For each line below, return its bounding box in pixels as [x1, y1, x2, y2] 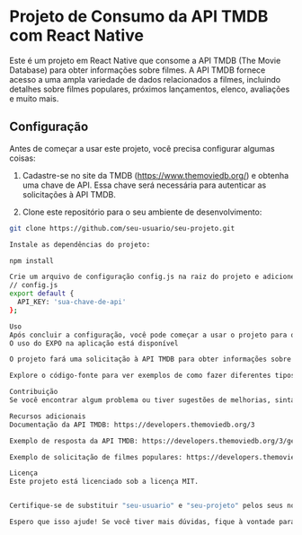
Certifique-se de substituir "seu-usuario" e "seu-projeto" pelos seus [9, 501, 283, 511]
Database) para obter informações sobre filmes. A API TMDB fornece [9, 65, 266, 75]
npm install [9, 256, 54, 266]
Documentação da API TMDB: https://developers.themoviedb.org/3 [9, 420, 255, 429]
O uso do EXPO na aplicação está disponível [9, 338, 179, 347]
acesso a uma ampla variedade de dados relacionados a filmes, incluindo [9, 74, 281, 84]
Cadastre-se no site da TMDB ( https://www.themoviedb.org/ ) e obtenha [22, 170, 289, 180]
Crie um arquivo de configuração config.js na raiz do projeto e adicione [9, 272, 296, 282]
